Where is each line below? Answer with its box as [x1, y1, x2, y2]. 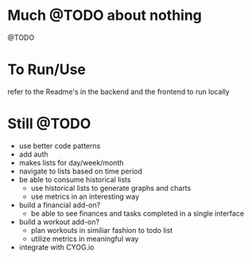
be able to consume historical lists [18, 174, 131, 184]
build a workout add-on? [18, 217, 100, 227]
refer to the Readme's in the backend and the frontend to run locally [7, 87, 230, 96]
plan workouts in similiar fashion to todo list [30, 225, 173, 235]
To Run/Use [7, 60, 87, 79]
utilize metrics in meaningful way [30, 234, 139, 243]
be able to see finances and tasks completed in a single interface [30, 208, 244, 218]
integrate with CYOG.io [18, 242, 95, 252]
